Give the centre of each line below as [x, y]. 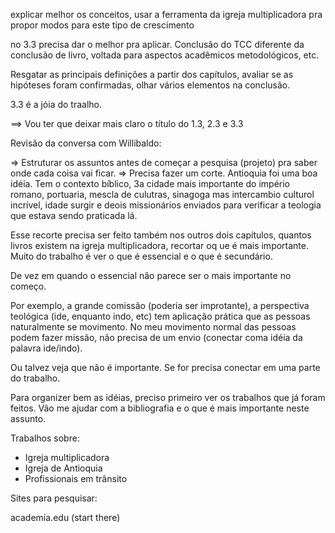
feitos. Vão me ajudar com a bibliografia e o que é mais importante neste [160, 408]
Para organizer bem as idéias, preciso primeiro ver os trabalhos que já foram [168, 397]
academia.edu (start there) [65, 517]
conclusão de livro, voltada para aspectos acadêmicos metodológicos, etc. [165, 55]
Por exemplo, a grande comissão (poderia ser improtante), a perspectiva [160, 305]
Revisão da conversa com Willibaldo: [86, 143]
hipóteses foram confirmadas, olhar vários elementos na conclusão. [150, 85]
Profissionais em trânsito [76, 478]
